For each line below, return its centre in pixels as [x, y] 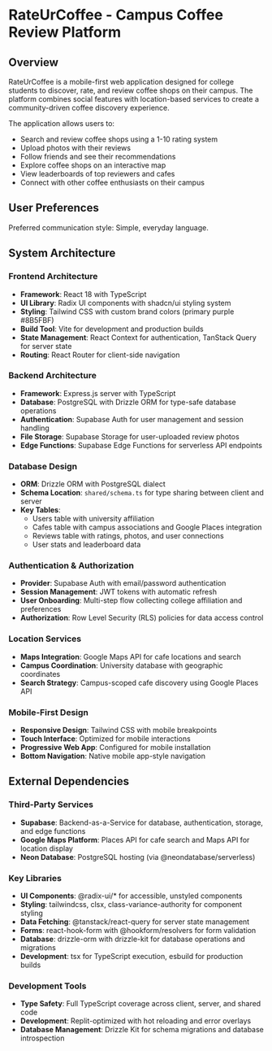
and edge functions [53, 831]
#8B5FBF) [37, 320]
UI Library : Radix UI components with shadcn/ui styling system [125, 303]
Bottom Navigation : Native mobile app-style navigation [112, 756]
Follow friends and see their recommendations [98, 157]
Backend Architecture [53, 376]
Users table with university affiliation [93, 519]
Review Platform [65, 32]
